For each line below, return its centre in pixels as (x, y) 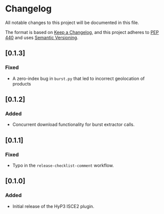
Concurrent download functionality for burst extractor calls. (73, 124)
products (22, 83)
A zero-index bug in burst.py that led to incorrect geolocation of (79, 78)
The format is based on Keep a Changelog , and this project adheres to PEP (82, 32)
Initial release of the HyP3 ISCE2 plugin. (53, 206)
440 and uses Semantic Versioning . (42, 37)
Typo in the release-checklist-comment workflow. (63, 165)
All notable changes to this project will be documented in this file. (72, 22)
